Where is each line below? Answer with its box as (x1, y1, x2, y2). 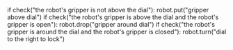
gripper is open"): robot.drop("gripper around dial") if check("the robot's (7, 21, 216, 28)
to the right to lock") (7, 35, 65, 43)
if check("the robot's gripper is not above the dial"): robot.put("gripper (7, 6, 209, 14)
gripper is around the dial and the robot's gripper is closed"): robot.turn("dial (7, 27, 227, 36)
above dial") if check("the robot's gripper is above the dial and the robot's (7, 13, 219, 21)
